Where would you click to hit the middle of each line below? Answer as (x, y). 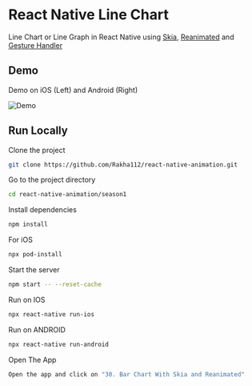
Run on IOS (27, 300)
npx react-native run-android (59, 344)
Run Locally (38, 131)
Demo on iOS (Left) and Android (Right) (73, 90)
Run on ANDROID (37, 329)
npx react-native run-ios (51, 314)
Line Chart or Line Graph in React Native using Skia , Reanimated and (121, 37)
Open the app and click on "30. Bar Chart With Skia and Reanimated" (127, 374)
